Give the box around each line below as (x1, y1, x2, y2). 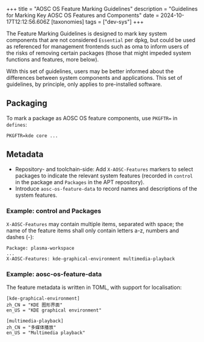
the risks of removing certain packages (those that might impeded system (6, 49, 191, 57)
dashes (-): (6, 233, 35, 240)
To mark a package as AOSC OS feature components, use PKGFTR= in (6, 114, 178, 121)
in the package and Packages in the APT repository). (15, 178, 144, 185)
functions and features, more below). (6, 56, 99, 63)
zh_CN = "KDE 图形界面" (6, 302, 63, 308)
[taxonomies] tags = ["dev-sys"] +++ (51, 18, 144, 25)
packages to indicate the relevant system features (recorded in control (15, 172, 193, 179)
